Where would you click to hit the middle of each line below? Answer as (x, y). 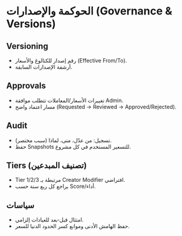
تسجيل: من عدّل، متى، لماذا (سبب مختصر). (63, 140)
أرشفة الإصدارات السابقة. (43, 67)
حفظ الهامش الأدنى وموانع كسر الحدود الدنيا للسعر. (72, 226)
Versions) (31, 24)
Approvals (26, 86)
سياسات (20, 205)
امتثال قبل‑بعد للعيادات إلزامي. (49, 220)
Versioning (27, 46)
